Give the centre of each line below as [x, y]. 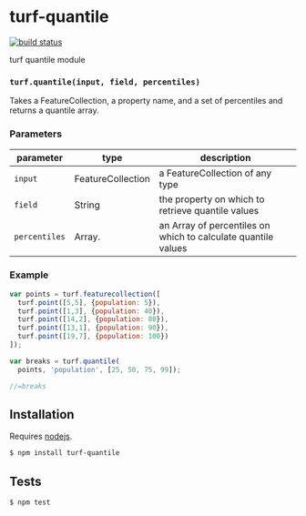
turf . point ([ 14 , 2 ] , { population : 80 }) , [93, 319]
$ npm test [30, 502]
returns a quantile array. [54, 110]
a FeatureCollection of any [215, 173]
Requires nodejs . [41, 436]
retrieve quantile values [209, 210]
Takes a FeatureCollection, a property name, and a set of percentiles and [146, 101]
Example [29, 275]
